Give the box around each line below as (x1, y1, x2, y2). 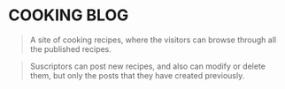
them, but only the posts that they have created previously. (29, 70, 245, 80)
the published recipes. (29, 43, 112, 54)
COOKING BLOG (8, 5, 129, 26)
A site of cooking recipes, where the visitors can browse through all (29, 34, 276, 45)
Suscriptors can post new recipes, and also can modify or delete (29, 61, 266, 71)
